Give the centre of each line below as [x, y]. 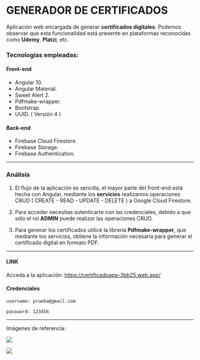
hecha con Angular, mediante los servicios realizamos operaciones [97, 194]
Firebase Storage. [37, 147]
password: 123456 [28, 311]
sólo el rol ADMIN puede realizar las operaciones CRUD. [84, 218]
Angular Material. [36, 89]
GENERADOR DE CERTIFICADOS [87, 10]
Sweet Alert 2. [32, 95]
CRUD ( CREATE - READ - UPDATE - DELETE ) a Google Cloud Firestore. [103, 200]
